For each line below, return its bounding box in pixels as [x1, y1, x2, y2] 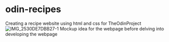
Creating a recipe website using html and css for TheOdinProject [5, 20, 141, 26]
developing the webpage [5, 31, 58, 37]
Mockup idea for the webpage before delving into [59, 25, 164, 31]
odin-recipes [5, 4, 61, 15]
